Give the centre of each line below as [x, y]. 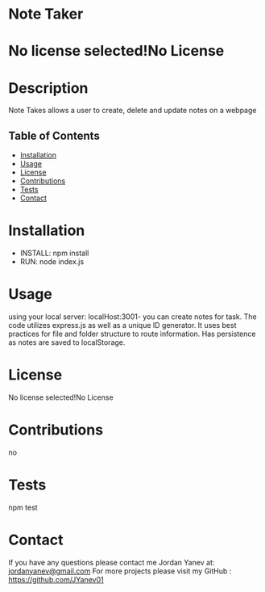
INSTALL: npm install [54, 253]
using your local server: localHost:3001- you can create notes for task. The [132, 317]
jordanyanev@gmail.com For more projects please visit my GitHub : [120, 571]
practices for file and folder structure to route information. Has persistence [132, 334]
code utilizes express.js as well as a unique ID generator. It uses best [122, 325]
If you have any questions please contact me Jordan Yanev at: [112, 562]
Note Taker [46, 14]
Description [48, 88]
